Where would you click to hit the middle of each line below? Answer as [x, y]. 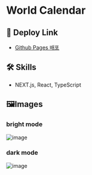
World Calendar [46, 10]
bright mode [24, 124]
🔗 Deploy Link [32, 33]
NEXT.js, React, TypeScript [48, 85]
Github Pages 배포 [37, 47]
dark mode [22, 153]
